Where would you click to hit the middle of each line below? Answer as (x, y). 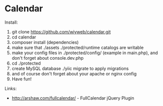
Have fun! (22, 79)
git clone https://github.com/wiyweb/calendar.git (61, 32)
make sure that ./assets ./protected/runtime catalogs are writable (78, 47)
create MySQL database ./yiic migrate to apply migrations (70, 68)
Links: (11, 88)
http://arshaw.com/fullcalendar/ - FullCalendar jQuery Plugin (73, 98)
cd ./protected (26, 63)
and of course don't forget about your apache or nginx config (74, 73)
